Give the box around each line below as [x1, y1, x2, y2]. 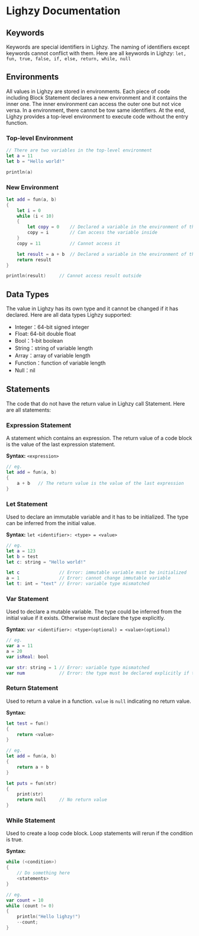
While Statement [6, 816, 56, 825]
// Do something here [17, 870, 70, 876]
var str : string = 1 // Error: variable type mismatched [6, 664, 150, 670]
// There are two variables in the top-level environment [6, 147, 152, 153]
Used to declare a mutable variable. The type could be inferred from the [6, 608, 182, 615]
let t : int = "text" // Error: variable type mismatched [6, 581, 150, 587]
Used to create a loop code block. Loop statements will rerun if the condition [6, 830, 193, 837]
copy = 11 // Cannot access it [17, 240, 120, 246]
